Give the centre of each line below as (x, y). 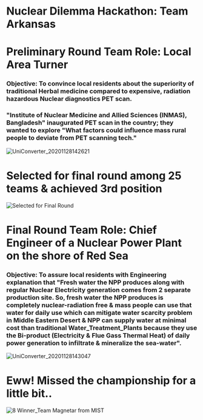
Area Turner (37, 65)
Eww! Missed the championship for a (101, 381)
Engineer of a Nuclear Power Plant (94, 242)
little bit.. (29, 394)
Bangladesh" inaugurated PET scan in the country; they (90, 123)
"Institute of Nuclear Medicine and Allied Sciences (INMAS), (97, 115)
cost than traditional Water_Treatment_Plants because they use (102, 328)
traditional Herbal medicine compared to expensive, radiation (98, 91)
